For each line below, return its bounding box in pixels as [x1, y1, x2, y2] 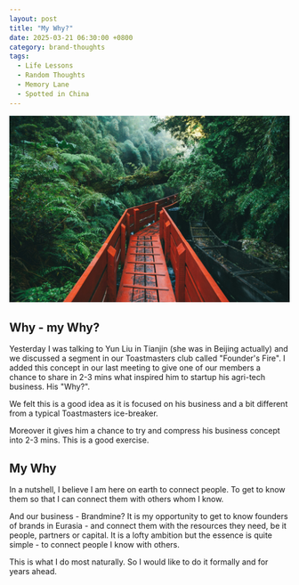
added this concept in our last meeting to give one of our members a [9, 362, 261, 373]
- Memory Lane [17, 80, 69, 89]
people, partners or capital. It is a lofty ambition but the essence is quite [9, 530, 273, 540]
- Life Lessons [17, 61, 74, 70]
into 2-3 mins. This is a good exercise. [9, 435, 149, 445]
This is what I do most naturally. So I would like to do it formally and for [9, 557, 269, 567]
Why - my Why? [9, 320, 101, 335]
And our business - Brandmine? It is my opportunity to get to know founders [9, 510, 288, 521]
